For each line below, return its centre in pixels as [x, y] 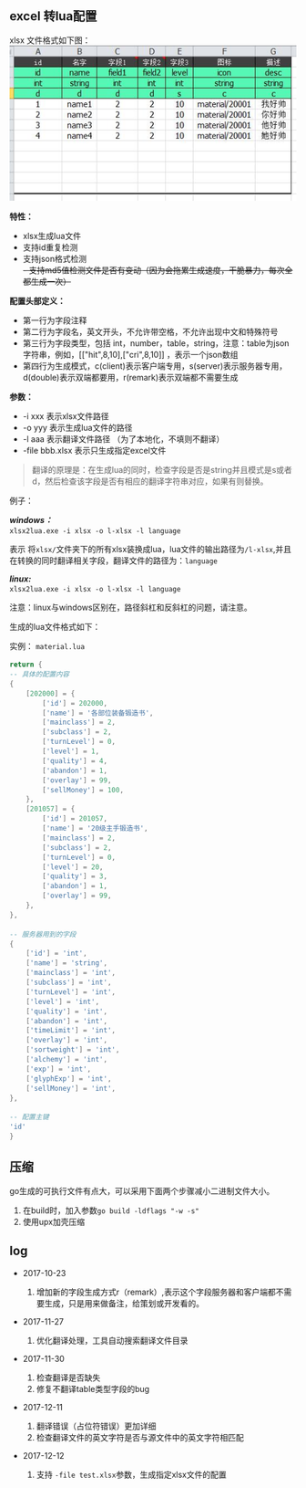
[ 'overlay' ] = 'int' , [66, 1040]
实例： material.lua [47, 646]
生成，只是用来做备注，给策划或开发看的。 [124, 1303]
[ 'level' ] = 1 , [71, 751]
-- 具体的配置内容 [40, 675]
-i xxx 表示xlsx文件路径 [66, 416]
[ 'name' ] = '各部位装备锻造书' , [98, 713]
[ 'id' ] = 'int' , [57, 954]
